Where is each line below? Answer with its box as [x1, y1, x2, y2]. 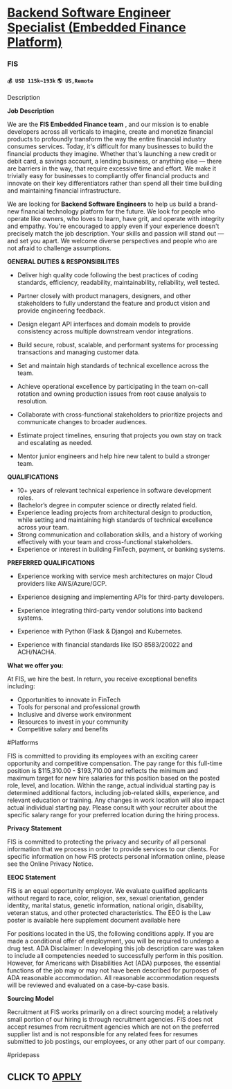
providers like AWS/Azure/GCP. [17, 580, 107, 588]
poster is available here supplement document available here [7, 916, 181, 925]
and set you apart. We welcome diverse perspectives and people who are [7, 237, 217, 245]
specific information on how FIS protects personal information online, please [7, 853, 225, 861]
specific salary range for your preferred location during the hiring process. [7, 811, 220, 819]
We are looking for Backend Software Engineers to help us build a [7, 200, 197, 209]
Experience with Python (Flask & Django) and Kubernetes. [17, 627, 183, 636]
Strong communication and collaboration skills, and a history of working [17, 530, 223, 539]
